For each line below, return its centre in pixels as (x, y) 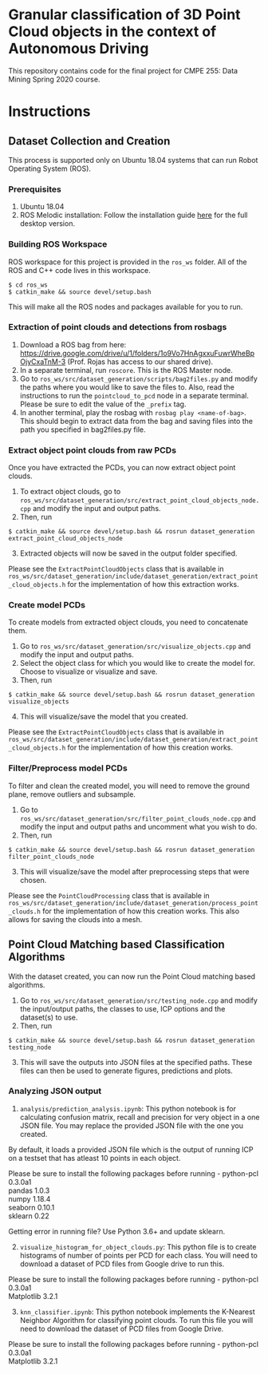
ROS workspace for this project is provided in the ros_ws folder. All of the (128, 262)
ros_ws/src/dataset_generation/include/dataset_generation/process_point (134, 903)
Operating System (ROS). (50, 168)
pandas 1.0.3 (29, 1190)
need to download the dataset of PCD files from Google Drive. (122, 1328)
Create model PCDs (47, 605)
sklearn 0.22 (29, 1216)
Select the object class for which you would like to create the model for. (137, 663)
